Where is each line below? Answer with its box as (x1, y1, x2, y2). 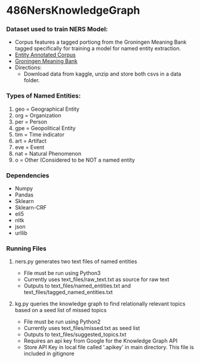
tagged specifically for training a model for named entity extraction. (14, 45, 181, 52)
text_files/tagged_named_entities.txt (23, 289, 113, 296)
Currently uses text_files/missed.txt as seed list (23, 325, 140, 332)
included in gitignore (23, 350, 75, 357)
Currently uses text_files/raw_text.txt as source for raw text (23, 276, 170, 283)
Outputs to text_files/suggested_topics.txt (23, 331, 127, 338)
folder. (23, 77, 40, 84)
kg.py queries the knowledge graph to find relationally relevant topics (14, 300, 186, 307)
